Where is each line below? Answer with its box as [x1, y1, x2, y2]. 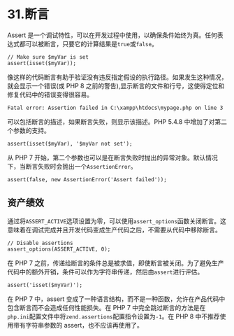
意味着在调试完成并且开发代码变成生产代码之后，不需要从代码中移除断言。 [7, 225, 221, 234]
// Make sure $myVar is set [7, 53, 89, 60]
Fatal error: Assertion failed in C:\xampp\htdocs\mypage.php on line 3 [7, 104, 224, 111]
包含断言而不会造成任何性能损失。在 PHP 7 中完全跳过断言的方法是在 [7, 303, 206, 311]
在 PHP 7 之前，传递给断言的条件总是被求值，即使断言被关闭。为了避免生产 [7, 258, 225, 267]
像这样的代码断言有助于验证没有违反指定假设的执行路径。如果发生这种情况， [7, 73, 228, 81]
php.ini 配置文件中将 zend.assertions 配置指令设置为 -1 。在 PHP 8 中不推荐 [7, 312, 220, 321]
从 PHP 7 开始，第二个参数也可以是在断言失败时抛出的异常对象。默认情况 [7, 153, 219, 162]
